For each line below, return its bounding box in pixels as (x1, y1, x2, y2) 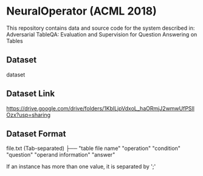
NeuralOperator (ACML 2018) (6, 4, 157, 18)
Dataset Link (6, 89, 55, 99)
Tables (6, 37, 23, 44)
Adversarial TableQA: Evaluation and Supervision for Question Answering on (6, 30, 198, 38)
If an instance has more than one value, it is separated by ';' (6, 163, 156, 171)
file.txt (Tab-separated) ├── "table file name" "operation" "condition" (6, 144, 181, 152)
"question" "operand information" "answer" (6, 151, 115, 158)
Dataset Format (6, 129, 66, 139)
